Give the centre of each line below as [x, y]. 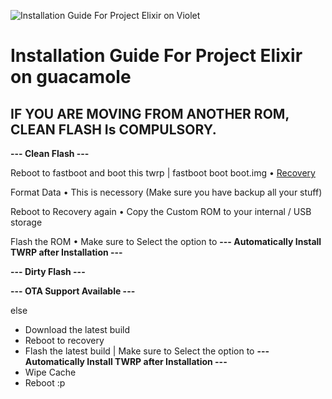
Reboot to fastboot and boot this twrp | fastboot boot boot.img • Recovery [163, 173]
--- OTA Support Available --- [73, 291]
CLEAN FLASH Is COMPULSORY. [113, 129]
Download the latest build [77, 329]
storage [26, 222]
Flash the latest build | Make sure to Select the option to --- [147, 351]
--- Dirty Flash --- [48, 271]
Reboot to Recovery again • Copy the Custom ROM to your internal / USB [161, 211]
